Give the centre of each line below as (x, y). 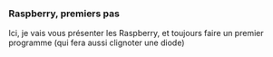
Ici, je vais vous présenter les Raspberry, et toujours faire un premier (136, 33)
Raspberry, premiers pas (64, 14)
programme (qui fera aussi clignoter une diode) (97, 43)
